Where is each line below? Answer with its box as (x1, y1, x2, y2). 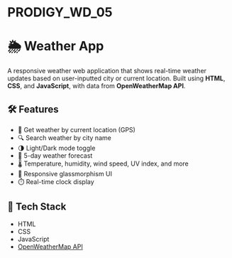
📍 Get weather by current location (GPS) (17, 125, 136, 134)
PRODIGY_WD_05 (7, 4, 113, 21)
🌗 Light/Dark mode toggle (17, 144, 96, 152)
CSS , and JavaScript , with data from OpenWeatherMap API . (7, 82, 186, 90)
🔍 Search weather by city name (17, 133, 111, 142)
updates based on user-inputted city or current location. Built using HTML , (7, 74, 226, 82)
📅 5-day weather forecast (17, 151, 93, 160)
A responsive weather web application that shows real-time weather (7, 67, 207, 75)
